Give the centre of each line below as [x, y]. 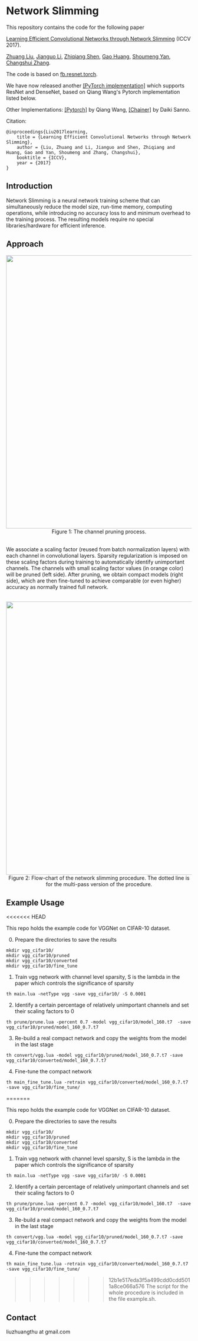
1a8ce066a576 [127, 1287]
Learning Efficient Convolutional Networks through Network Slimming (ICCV [98, 38]
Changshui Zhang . [29, 63]
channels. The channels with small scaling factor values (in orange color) [95, 568]
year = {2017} [34, 163]
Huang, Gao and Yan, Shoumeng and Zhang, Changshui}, [74, 152]
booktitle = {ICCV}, [42, 158]
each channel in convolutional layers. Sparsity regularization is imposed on [97, 555]
